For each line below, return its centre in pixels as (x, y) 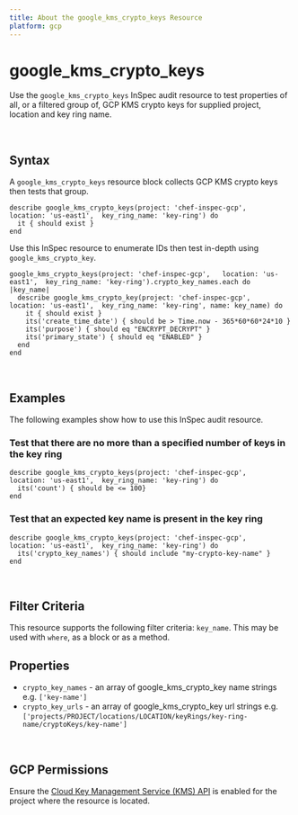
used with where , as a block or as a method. (90, 637)
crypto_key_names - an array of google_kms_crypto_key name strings (149, 687)
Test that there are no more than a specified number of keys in (147, 443)
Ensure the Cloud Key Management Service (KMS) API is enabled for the (143, 792)
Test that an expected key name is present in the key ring (136, 519)
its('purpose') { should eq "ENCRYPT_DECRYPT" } (118, 329)
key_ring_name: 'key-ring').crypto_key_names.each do (148, 282)
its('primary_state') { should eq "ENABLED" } (114, 337)
